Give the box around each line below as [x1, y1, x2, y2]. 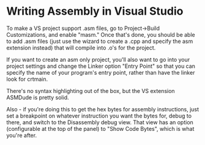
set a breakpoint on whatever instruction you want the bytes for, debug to [6, 112, 192, 119]
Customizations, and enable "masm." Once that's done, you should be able [6, 31, 195, 38]
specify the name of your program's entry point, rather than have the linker [6, 69, 195, 76]
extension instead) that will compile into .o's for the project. [6, 44, 156, 51]
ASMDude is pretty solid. [6, 94, 69, 101]
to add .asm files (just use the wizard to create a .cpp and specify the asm [6, 37, 193, 45]
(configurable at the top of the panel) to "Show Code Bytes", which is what [6, 125, 195, 132]
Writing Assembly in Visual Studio [6, 4, 184, 18]
